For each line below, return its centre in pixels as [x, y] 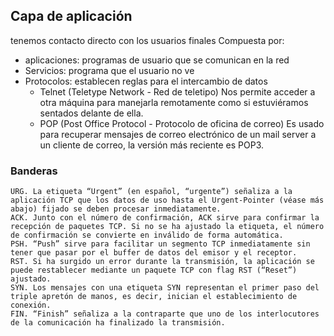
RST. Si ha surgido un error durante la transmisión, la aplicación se [162, 262]
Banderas [34, 171]
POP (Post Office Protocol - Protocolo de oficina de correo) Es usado [182, 123]
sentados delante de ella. [91, 113]
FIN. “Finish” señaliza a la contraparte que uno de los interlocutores [165, 314]
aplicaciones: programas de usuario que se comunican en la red [157, 60]
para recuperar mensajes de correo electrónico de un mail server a [178, 134]
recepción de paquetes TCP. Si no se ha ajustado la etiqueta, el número [167, 227]
